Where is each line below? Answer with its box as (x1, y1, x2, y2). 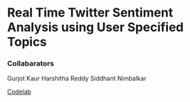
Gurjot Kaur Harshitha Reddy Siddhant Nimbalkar (7, 74, 146, 83)
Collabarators (7, 59, 55, 68)
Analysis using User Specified (7, 19, 184, 35)
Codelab (7, 88, 32, 96)
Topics (7, 34, 47, 50)
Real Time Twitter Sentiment (7, 5, 173, 21)
